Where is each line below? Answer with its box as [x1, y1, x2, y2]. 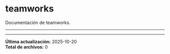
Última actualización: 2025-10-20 [5, 38, 77, 44]
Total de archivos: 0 [5, 43, 48, 50]
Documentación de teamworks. [5, 19, 71, 25]
